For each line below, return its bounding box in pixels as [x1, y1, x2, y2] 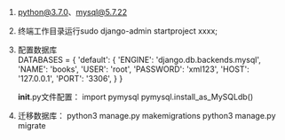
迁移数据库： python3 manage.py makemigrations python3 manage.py [17, 111, 277, 121]
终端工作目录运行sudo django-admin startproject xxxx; [17, 26, 218, 36]
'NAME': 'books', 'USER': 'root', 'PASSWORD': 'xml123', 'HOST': [17, 64, 250, 74]
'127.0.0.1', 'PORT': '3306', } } [17, 74, 123, 83]
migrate [17, 121, 46, 130]
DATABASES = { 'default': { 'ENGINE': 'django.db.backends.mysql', [17, 55, 262, 65]
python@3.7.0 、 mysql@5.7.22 [17, 7, 127, 17]
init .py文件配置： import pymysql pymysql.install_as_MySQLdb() [17, 91, 254, 102]
